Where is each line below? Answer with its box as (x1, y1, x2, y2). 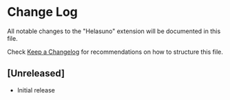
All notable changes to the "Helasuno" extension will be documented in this (7, 27, 221, 35)
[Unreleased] (7, 68, 65, 79)
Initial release (17, 86, 55, 94)
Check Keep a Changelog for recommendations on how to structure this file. (7, 48, 224, 56)
